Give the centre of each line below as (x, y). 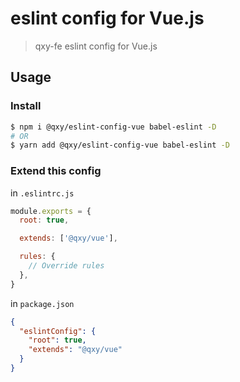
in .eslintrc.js (42, 193)
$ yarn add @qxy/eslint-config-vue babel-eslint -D (120, 145)
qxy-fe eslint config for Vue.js (96, 46)
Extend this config (56, 171)
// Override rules (66, 266)
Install (26, 106)
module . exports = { (51, 211)
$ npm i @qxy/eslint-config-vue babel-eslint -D (113, 127)
